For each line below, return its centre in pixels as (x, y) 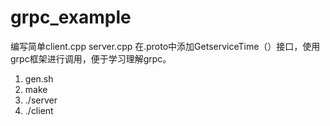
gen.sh (39, 78)
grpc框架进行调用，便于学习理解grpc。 (91, 58)
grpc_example (71, 17)
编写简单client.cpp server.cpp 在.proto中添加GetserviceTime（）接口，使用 (165, 46)
